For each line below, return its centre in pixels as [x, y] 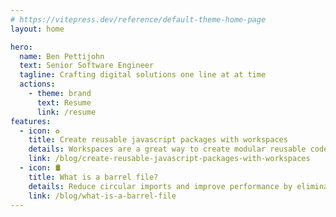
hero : [21, 47]
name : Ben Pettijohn [62, 56]
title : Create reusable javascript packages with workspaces [158, 140]
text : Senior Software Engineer [87, 66]
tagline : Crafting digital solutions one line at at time [143, 75]
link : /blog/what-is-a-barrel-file [102, 196]
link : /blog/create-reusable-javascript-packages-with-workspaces [169, 159]
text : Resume [64, 102]
